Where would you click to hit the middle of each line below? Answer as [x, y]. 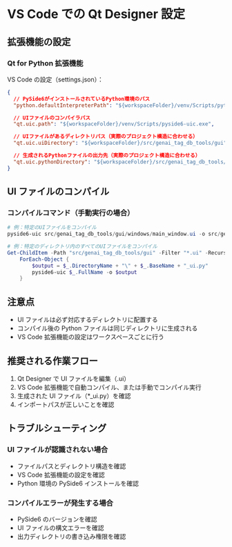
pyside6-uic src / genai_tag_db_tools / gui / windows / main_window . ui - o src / [114, 234]
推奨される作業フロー [52, 360]
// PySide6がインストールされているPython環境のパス [82, 99]
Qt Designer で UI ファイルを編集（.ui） [74, 378]
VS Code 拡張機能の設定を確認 [61, 475]
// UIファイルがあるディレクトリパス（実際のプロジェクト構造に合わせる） [106, 137]
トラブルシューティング [57, 428]
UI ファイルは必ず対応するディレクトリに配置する [87, 320]
